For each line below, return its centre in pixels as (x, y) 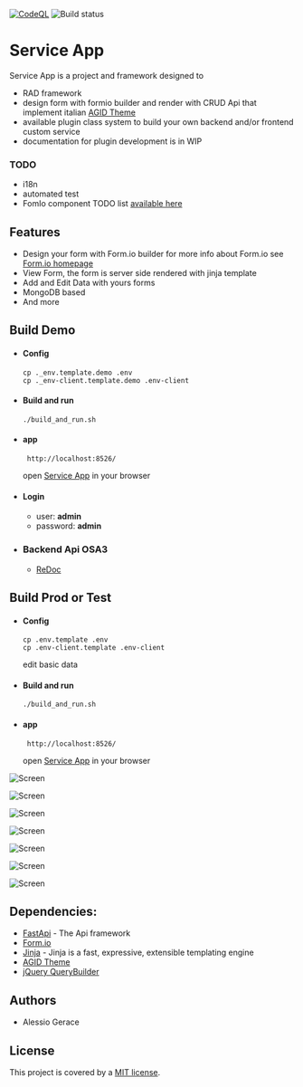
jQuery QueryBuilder (61, 972)
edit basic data (50, 664)
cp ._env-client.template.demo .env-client (106, 380)
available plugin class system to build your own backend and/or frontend (158, 121)
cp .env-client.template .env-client (94, 648)
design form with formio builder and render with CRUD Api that (140, 102)
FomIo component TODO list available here (102, 204)
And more (41, 302)
